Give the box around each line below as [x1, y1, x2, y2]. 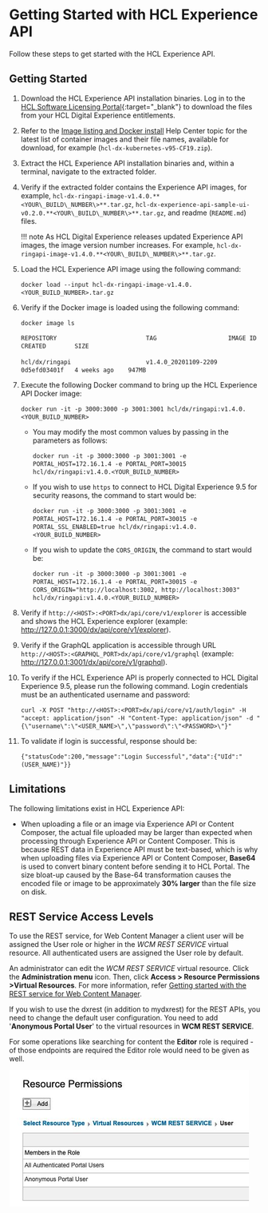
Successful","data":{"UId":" [145, 753, 242, 761]
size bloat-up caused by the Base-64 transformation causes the [20, 869, 232, 880]
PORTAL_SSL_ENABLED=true [32, 523, 116, 531]
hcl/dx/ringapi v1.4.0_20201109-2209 [20, 358, 218, 366]
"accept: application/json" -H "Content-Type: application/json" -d [20, 714, 254, 722]
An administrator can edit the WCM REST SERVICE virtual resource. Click [9, 964, 250, 973]
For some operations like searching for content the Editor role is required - [9, 1037, 254, 1047]
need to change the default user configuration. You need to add [9, 1013, 219, 1023]
